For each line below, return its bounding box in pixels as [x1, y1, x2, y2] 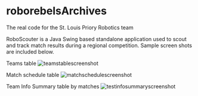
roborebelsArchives [6, 4, 107, 18]
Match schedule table [6, 71, 60, 78]
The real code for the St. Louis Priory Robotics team [6, 24, 134, 31]
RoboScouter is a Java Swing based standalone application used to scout [6, 35, 187, 42]
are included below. [6, 48, 55, 55]
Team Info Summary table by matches [6, 82, 100, 90]
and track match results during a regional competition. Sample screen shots [6, 42, 193, 49]
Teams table [6, 60, 37, 67]
